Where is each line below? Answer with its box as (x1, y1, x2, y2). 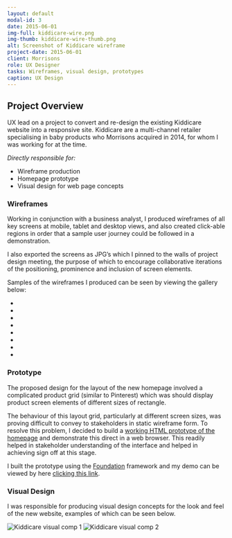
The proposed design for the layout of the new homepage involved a (7, 383, 203, 391)
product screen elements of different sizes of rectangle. (7, 398, 167, 407)
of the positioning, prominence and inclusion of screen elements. (7, 265, 193, 273)
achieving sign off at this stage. (7, 448, 97, 456)
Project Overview (7, 100, 84, 111)
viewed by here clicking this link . (7, 469, 100, 477)
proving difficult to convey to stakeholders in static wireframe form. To (7, 419, 208, 427)
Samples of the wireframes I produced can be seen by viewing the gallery (7, 278, 218, 287)
